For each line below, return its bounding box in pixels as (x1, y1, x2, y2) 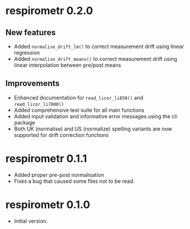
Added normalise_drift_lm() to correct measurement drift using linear (13, 43, 185, 50)
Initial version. (13, 217, 48, 224)
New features (5, 28, 56, 37)
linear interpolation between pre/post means (13, 61, 121, 69)
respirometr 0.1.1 (5, 152, 87, 165)
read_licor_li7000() (13, 101, 64, 107)
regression (13, 49, 40, 56)
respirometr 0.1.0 (5, 198, 91, 211)
